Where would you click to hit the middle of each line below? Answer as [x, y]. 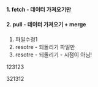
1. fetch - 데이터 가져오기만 [39, 9]
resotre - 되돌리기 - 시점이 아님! [54, 55]
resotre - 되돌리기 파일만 [45, 47]
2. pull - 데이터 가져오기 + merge [46, 25]
